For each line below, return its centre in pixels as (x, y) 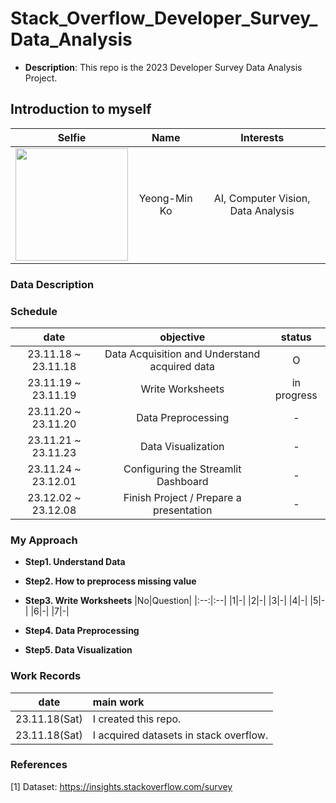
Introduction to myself (81, 109)
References (39, 765)
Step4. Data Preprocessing (82, 631)
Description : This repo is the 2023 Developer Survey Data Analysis (163, 67)
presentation (182, 510)
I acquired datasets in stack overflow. (180, 735)
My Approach (44, 540)
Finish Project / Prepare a (182, 497)
